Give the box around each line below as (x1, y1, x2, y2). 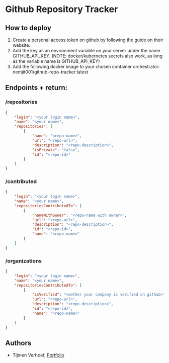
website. (12, 42, 31, 48)
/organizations (5, 257, 42, 264)
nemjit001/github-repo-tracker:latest (12, 69, 89, 75)
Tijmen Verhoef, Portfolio (12, 352, 64, 358)
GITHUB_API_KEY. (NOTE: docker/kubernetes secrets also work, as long (12, 53, 162, 59)
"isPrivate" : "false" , (32, 147, 80, 152)
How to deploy (5, 24, 52, 32)
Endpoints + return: (5, 83, 68, 92)
